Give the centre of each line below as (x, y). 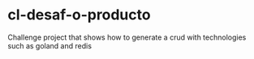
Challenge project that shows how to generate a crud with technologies (127, 37)
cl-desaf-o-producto (79, 15)
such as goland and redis (50, 45)
